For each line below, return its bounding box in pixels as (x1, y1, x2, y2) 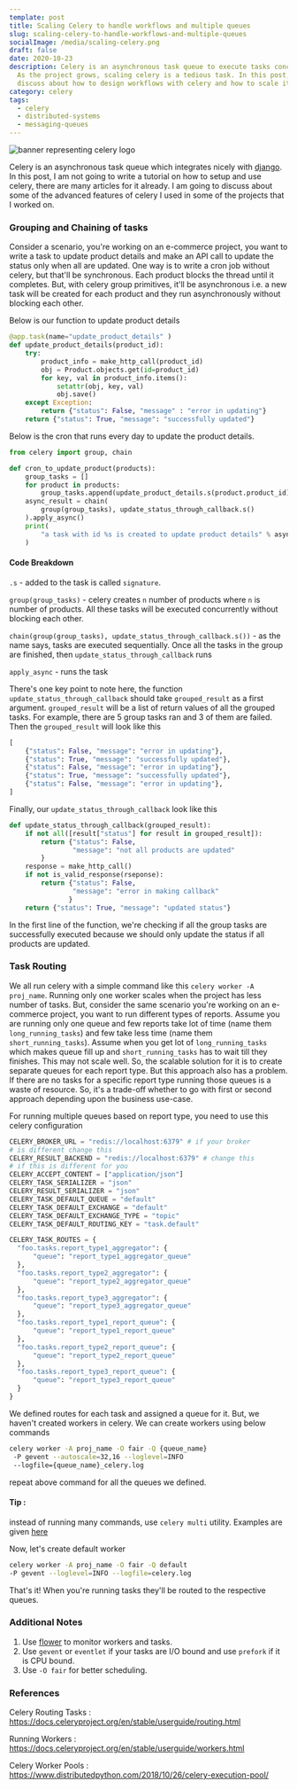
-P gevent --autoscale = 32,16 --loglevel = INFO (12, 1452, 184, 1461)
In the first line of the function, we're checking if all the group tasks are (9, 919, 268, 930)
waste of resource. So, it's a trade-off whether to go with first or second (9, 1083, 272, 1095)
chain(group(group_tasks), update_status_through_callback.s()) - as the (9, 630, 281, 641)
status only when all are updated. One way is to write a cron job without (9, 261, 270, 271)
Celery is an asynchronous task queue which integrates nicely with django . (9, 161, 283, 172)
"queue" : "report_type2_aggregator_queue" (32, 1277, 192, 1285)
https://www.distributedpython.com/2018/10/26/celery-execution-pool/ (9, 1769, 270, 1780)
